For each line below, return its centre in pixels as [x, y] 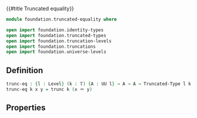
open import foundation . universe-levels [56, 52]
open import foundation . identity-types [55, 30]
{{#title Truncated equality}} [40, 9]
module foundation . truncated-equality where [61, 19]
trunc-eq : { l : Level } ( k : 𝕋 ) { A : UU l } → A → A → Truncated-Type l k [98, 84]
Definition [24, 70]
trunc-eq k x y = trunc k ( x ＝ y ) [49, 89]
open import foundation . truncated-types [56, 35]
